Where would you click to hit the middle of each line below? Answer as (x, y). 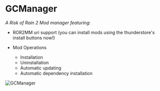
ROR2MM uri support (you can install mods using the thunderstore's (84, 32)
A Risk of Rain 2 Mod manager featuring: (48, 23)
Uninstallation (34, 62)
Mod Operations (29, 47)
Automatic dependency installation (56, 73)
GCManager (31, 9)
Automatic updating (41, 68)
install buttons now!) (34, 38)
